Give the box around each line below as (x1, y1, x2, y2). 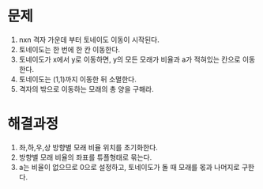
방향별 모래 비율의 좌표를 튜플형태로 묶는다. (18, 152, 152, 162)
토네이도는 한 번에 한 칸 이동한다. (18, 44, 120, 54)
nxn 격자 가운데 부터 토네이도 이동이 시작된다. (18, 35, 160, 44)
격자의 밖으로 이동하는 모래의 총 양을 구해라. (18, 84, 155, 93)
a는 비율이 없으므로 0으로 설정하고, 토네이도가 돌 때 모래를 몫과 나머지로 (18, 162, 240, 172)
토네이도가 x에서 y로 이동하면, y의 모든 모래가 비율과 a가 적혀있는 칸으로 (18, 55, 241, 64)
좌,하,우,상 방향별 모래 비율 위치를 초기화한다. (18, 142, 159, 152)
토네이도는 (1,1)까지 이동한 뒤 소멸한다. (18, 74, 137, 84)
